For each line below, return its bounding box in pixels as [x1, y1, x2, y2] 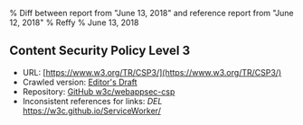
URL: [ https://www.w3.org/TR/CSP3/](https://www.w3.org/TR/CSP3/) [22, 67, 282, 77]
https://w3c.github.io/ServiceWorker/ [22, 105, 161, 116]
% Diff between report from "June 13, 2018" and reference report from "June [9, 8, 294, 18]
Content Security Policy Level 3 [9, 43, 191, 58]
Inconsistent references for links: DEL [22, 95, 163, 106]
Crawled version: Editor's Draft [22, 76, 137, 87]
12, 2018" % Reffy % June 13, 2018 [9, 17, 139, 28]
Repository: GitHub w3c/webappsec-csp [22, 85, 175, 97]
